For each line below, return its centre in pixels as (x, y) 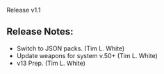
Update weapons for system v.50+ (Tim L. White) (87, 55)
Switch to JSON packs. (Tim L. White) (71, 48)
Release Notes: (40, 31)
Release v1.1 (24, 10)
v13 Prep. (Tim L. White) (51, 63)
